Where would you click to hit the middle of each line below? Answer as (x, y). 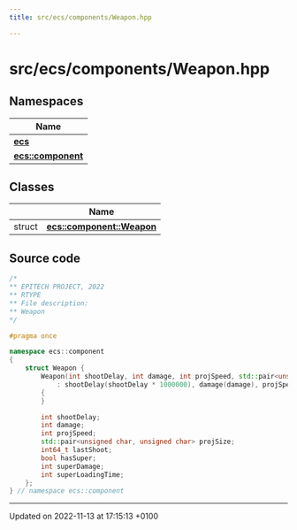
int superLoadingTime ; (83, 474)
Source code (45, 258)
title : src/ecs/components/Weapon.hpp (80, 17)
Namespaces (46, 101)
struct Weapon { (55, 368)
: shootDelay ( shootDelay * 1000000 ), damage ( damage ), (157, 384)
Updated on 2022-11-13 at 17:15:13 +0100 (84, 516)
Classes (32, 187)
